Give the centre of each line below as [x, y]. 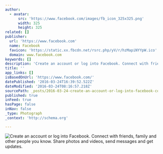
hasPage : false [20, 104]
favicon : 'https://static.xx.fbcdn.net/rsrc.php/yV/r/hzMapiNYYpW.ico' [83, 50]
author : [13, 9]
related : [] [17, 32]
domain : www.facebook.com [36, 55]
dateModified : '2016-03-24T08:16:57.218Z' [49, 86]
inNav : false [18, 109]
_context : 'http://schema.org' [37, 118]
